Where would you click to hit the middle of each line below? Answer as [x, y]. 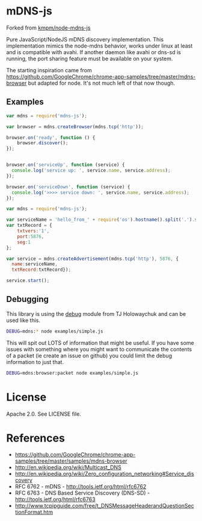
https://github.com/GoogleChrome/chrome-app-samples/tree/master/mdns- [101, 76]
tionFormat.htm [34, 512]
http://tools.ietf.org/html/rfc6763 [55, 499]
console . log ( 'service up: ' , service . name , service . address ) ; [91, 170]
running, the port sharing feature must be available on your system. [90, 58]
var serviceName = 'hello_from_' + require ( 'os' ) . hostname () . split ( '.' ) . [101, 220]
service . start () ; [28, 281]
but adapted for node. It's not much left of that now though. [102, 83]
